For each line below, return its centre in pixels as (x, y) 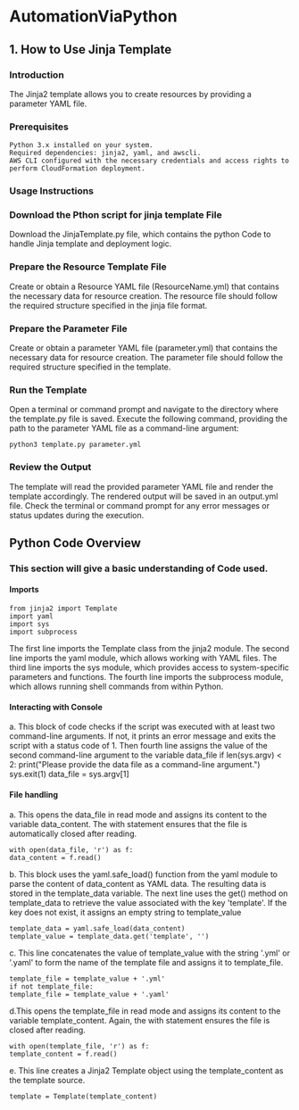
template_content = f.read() (63, 1054)
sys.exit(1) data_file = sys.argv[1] (69, 775)
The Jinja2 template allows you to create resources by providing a (130, 94)
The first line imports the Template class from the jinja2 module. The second (149, 649)
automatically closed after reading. (73, 833)
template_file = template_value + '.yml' (87, 979)
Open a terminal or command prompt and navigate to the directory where (144, 410)
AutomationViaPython (93, 17)
